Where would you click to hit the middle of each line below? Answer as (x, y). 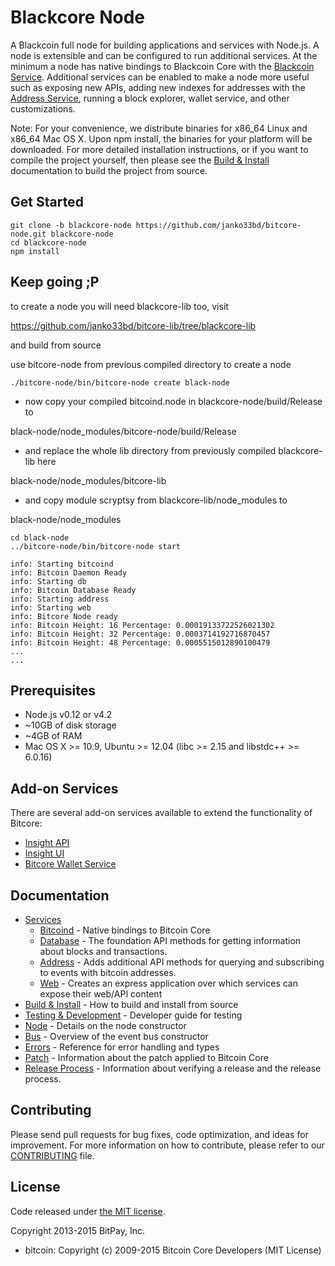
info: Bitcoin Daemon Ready (69, 572)
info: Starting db (48, 581)
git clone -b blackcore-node (71, 225)
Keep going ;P (55, 282)
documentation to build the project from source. (109, 170)
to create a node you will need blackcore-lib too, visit (119, 306)
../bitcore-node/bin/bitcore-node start (96, 546)
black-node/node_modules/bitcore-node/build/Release (123, 431)
